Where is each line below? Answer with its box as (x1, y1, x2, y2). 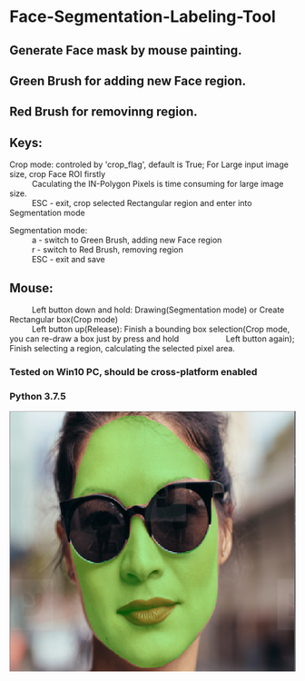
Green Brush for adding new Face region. (9, 73, 247, 88)
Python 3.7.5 (9, 390, 66, 402)
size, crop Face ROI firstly (9, 169, 106, 180)
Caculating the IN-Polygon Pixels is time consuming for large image (31, 179, 284, 190)
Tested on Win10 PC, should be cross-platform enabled (9, 365, 258, 378)
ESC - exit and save (31, 254, 106, 265)
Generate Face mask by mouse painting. (9, 43, 242, 58)
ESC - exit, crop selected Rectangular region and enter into (31, 198, 252, 209)
